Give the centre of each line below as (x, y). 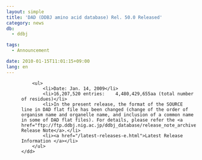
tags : (13, 45)
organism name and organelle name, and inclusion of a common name (108, 114)
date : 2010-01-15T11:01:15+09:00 (48, 61)
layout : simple (25, 12)
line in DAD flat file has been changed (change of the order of (105, 109)
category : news (25, 23)
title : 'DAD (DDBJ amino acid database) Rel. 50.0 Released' (84, 17)
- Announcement (31, 51)
